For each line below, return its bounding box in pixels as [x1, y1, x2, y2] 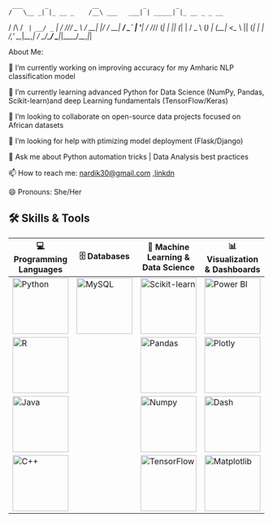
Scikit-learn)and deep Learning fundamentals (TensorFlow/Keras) [8, 96, 229, 105]
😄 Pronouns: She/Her [8, 187, 82, 196]
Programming [13, 253, 67, 265]
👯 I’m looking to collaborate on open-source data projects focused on [8, 112, 241, 121]
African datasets [8, 121, 64, 129]
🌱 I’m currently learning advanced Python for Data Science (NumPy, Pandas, [8, 87, 265, 97]
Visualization [206, 253, 258, 265]
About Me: [8, 47, 44, 56]
